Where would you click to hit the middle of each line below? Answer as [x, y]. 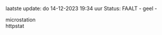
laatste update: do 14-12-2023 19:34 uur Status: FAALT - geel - [81, 8]
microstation [21, 20]
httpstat [15, 26]
